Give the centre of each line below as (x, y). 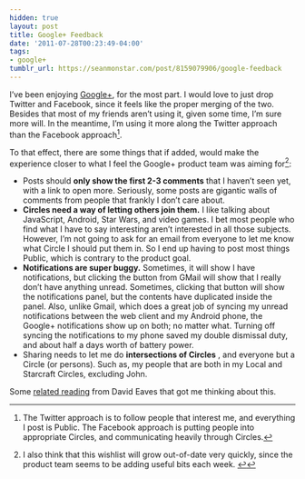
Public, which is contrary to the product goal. (107, 258)
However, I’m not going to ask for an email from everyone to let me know (158, 239)
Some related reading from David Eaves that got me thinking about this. (143, 392)
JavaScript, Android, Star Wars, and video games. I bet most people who (158, 220)
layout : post (34, 26)
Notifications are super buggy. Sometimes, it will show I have (139, 268)
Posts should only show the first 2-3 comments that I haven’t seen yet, (157, 181)
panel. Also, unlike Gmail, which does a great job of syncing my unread (155, 306)
